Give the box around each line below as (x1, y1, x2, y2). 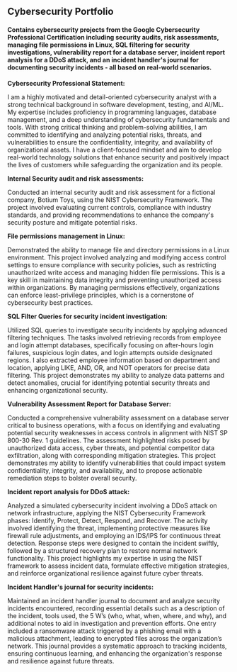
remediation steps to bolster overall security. (7, 474, 137, 482)
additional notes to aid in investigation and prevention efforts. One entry (7, 619, 217, 627)
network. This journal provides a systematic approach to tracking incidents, (7, 642, 228, 650)
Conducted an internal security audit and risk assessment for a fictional (7, 188, 216, 196)
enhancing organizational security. (7, 386, 108, 394)
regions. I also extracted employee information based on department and (7, 356, 221, 364)
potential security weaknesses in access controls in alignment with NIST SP (7, 428, 228, 437)
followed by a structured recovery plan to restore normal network (7, 546, 198, 555)
